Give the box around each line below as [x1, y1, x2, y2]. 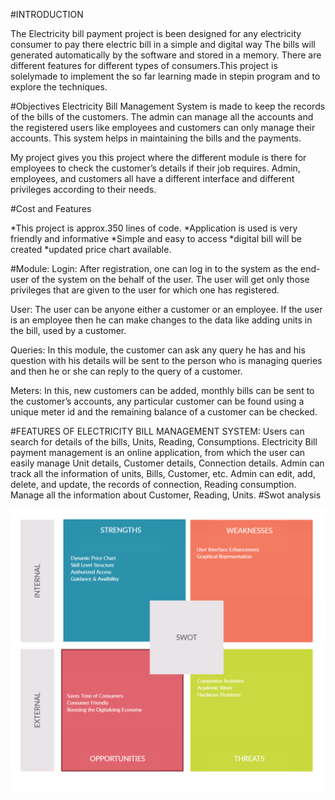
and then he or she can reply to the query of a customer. [10, 365, 243, 377]
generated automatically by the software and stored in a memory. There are [10, 49, 322, 61]
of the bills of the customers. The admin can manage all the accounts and [10, 111, 314, 123]
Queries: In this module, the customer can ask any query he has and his [10, 344, 306, 356]
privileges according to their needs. [10, 184, 157, 195]
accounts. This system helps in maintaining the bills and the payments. [10, 132, 302, 144]
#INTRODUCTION [10, 9, 84, 20]
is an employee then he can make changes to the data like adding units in [10, 314, 313, 326]
